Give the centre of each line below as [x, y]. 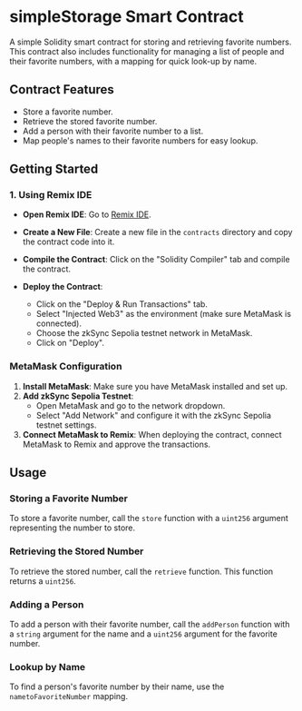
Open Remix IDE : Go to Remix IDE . [87, 214]
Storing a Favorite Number [69, 499]
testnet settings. [66, 425]
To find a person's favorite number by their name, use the [117, 686]
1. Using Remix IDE [51, 195]
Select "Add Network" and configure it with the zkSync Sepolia [154, 415]
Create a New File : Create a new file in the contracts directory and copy [157, 232]
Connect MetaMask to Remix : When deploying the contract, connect [152, 434]
